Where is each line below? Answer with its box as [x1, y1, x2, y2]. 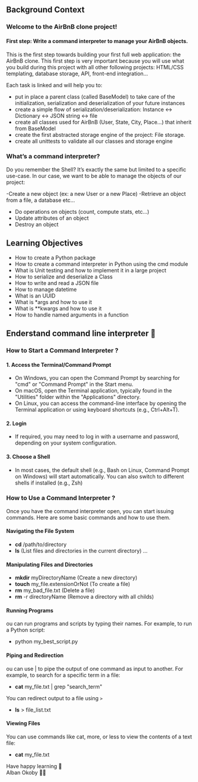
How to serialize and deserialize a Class [14, 273, 113, 280]
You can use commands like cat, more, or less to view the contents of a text [6, 733, 193, 740]
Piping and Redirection [6, 652, 64, 659]
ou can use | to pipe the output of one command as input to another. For [6, 665, 184, 672]
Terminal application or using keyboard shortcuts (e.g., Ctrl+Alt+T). [14, 406, 180, 413]
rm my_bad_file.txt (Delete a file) [14, 587, 95, 594]
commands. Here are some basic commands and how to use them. [6, 514, 171, 521]
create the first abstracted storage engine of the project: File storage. [14, 131, 185, 138]
